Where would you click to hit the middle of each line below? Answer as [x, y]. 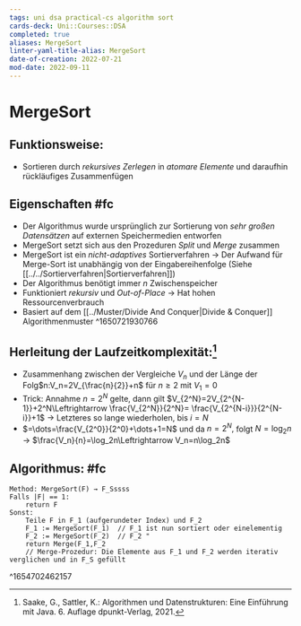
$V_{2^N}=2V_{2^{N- [206, 398]
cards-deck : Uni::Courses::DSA [68, 26]
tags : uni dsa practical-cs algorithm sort [92, 17]
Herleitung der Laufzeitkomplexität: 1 [113, 351]
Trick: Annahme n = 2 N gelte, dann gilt [94, 398]
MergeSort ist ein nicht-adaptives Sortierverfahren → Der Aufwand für [153, 254]
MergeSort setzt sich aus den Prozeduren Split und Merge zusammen [151, 245]
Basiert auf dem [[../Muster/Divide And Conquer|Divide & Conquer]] [147, 311]
